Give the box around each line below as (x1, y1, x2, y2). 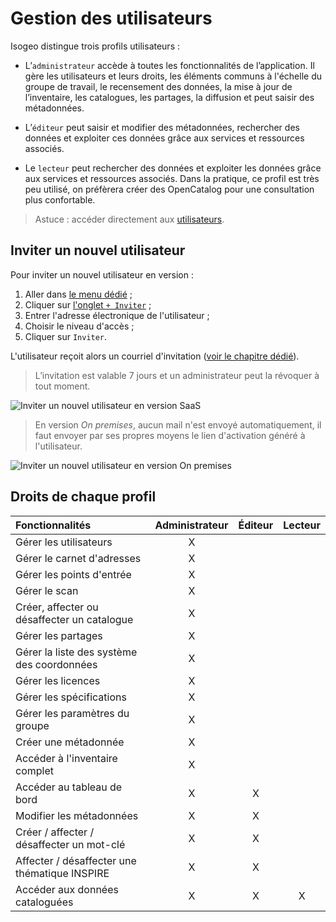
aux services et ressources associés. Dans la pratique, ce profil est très (24, 172, 320, 184)
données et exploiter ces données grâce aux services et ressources (24, 132, 305, 144)
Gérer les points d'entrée (15, 567, 132, 581)
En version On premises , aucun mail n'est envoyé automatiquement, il (34, 418, 322, 431)
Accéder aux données (15, 882, 119, 896)
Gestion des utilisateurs (10, 7, 213, 30)
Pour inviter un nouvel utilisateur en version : (10, 268, 194, 281)
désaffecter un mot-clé (15, 837, 126, 851)
